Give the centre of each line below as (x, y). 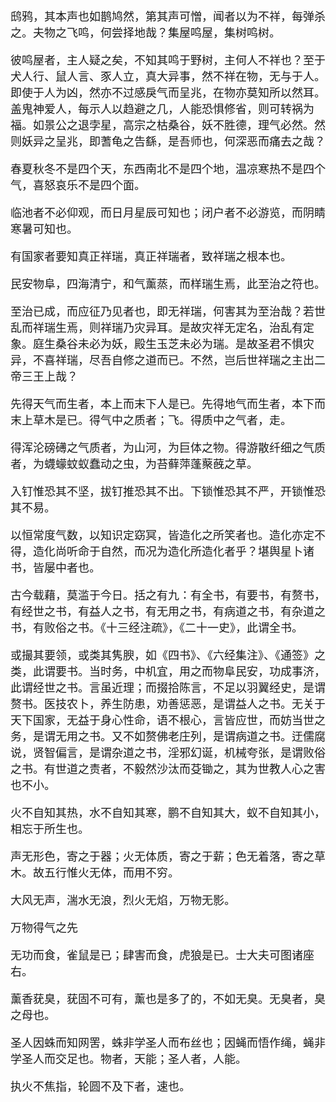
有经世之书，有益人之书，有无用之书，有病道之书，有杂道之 (168, 612)
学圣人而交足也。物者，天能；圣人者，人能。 (128, 1059)
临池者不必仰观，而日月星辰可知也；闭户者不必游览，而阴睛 (168, 213)
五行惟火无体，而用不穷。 (111, 873)
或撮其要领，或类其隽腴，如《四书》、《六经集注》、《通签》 (162, 655)
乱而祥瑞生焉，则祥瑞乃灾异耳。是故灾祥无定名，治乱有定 (162, 328)
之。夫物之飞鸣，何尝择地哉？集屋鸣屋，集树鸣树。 (145, 33)
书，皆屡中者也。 (55, 568)
